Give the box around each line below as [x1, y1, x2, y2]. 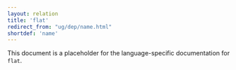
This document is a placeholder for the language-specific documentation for [7, 49, 230, 57]
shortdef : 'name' [7, 29, 59, 37]
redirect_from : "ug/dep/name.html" [7, 23, 112, 30]
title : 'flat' [7, 17, 49, 24]
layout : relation [7, 10, 59, 17]
